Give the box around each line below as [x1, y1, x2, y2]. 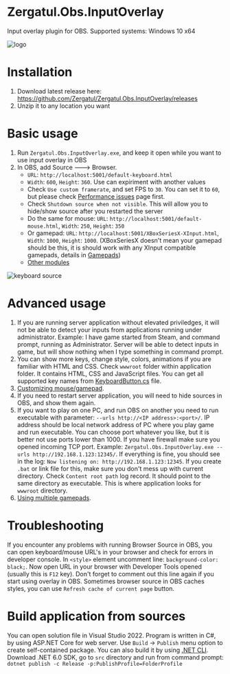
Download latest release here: [16, 87, 102, 95]
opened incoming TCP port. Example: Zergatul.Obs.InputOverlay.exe [16, 442, 214, 450]
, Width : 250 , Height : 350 [58, 221, 125, 230]
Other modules [27, 258, 70, 266]
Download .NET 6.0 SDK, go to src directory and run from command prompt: [7, 653, 225, 661]
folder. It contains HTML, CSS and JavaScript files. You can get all [16, 369, 204, 378]
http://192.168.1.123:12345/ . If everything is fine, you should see [32, 450, 220, 458]
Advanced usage [7, 296, 106, 311]
